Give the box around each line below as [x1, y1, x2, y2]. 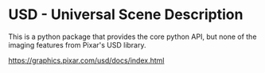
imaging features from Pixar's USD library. [8, 40, 146, 49]
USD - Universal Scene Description [8, 6, 244, 24]
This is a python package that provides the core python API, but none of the [8, 32, 257, 41]
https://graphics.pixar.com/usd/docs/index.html [8, 56, 165, 65]
